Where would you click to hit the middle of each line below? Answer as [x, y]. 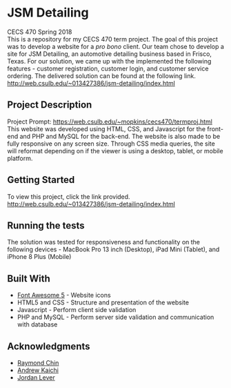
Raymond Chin [38, 363]
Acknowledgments [49, 346]
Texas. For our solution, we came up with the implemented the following [109, 61]
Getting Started [41, 180]
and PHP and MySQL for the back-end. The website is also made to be [120, 136]
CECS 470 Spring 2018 [40, 32]
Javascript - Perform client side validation [77, 310]
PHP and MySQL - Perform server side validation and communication [115, 317]
